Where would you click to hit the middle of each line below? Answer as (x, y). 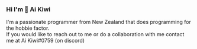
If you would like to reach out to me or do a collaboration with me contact (95, 34)
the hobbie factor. (28, 28)
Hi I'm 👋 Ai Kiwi (28, 9)
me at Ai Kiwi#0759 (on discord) (45, 41)
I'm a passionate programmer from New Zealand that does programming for (98, 22)
